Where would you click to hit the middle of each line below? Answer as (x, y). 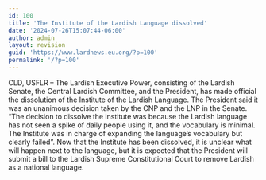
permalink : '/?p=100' (44, 61)
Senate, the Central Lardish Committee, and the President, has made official (132, 91)
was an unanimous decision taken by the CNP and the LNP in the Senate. (128, 108)
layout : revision (37, 45)
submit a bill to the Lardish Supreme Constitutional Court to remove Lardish (131, 158)
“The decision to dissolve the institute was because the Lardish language (128, 116)
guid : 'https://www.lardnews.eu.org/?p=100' (83, 53)
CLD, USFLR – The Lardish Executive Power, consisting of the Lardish (121, 82)
